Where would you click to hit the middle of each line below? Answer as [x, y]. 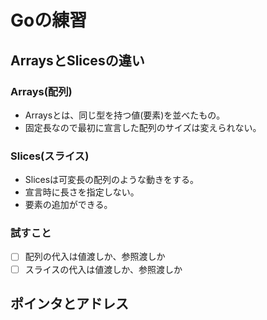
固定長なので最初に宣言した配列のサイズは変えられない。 [143, 127]
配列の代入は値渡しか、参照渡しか [95, 257]
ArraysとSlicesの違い [77, 60]
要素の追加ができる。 [68, 205]
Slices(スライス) [50, 156]
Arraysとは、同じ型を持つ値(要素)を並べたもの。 [125, 115]
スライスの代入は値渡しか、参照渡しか [103, 269]
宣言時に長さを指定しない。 [82, 192]
